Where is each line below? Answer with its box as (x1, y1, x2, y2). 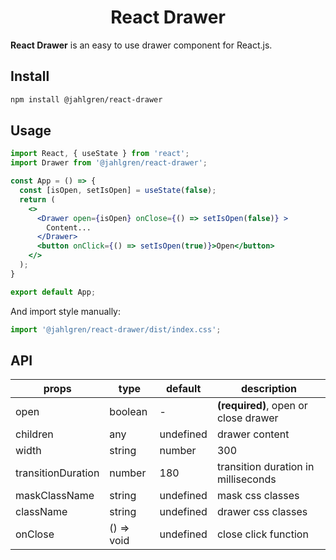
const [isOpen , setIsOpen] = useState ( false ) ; (19, 186, 217, 196)
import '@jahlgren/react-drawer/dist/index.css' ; (10, 324, 222, 335)
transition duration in (216, 460, 315, 474)
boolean (109, 405, 148, 419)
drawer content (216, 427, 290, 441)
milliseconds (216, 472, 277, 486)
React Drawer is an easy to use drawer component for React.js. (10, 39, 273, 51)
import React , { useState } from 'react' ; (10, 149, 190, 159)
